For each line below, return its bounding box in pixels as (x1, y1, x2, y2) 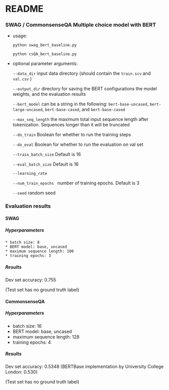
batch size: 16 (12, 323, 42, 329)
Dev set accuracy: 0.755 (5, 276, 57, 283)
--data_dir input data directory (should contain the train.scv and (12, 70, 151, 76)
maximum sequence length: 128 (12, 333, 80, 340)
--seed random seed (12, 190, 56, 196)
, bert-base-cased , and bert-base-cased (42, 107, 126, 113)
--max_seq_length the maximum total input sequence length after (12, 116, 149, 122)
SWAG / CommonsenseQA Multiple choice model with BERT (5, 21, 156, 29)
